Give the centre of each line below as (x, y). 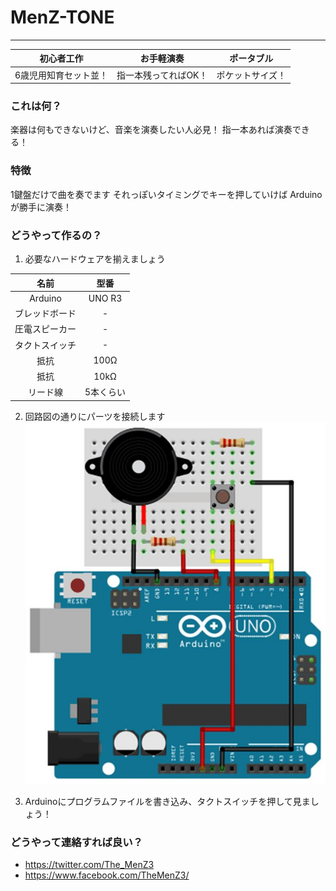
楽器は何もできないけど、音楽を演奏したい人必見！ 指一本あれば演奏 (151, 130)
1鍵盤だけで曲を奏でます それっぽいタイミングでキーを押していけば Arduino (166, 194)
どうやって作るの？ (56, 235)
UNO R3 (105, 298)
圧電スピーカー (45, 329)
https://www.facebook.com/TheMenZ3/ (107, 875)
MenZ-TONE (62, 17)
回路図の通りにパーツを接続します (95, 416)
